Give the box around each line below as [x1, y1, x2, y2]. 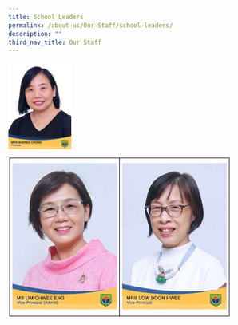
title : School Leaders [8, 13, 84, 21]
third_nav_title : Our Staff [8, 38, 102, 46]
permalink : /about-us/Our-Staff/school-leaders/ [8, 21, 173, 30]
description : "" [8, 30, 62, 38]
